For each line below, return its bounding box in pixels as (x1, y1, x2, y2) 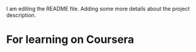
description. (6, 11, 36, 19)
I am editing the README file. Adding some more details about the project (6, 5, 190, 12)
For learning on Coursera (6, 33, 134, 47)
